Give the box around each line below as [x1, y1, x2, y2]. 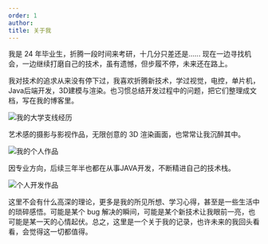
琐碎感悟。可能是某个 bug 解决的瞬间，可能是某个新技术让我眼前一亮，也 [14, 207, 256, 217]
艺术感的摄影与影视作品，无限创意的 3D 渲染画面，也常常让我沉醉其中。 [8, 130, 246, 139]
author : [8, 19, 34, 27]
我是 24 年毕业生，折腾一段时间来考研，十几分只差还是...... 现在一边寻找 [8, 49, 245, 59]
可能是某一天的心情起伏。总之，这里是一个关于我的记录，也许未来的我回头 [8, 217, 253, 227]
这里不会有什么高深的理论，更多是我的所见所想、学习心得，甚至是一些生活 [8, 197, 253, 207]
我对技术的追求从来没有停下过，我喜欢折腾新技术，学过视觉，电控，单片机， [8, 76, 260, 86]
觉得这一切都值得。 [29, 227, 93, 237]
